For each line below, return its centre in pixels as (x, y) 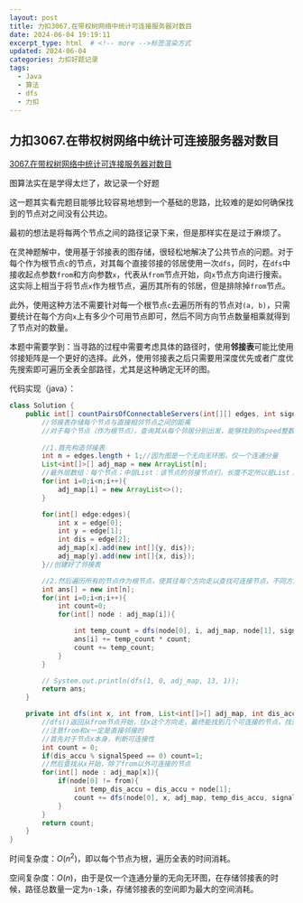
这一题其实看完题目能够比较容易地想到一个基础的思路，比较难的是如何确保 (147, 202)
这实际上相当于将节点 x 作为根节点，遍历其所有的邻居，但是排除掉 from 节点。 (150, 286)
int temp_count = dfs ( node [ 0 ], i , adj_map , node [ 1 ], (175, 631)
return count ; (68, 823)
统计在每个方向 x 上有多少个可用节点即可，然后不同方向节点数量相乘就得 (149, 316)
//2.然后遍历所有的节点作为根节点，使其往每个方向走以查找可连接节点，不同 (164, 581)
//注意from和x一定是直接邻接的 (93, 731)
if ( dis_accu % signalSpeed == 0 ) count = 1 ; (123, 756)
